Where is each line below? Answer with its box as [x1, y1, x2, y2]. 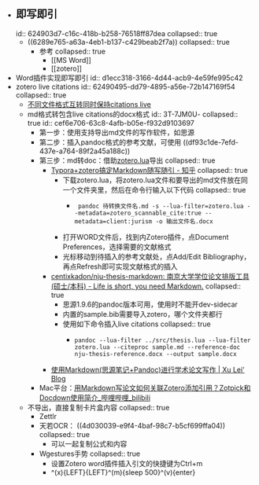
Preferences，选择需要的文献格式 [62, 242, 172, 252]
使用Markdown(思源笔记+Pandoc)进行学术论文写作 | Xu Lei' [50, 365, 246, 374]
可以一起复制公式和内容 [50, 439, 128, 448]
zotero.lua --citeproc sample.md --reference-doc [74, 343, 241, 351]
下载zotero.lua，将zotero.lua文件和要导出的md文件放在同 [62, 175, 248, 185]
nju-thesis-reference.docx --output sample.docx [74, 350, 238, 358]
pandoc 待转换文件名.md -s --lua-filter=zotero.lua [77, 202, 244, 210]
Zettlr [39, 411, 57, 421]
